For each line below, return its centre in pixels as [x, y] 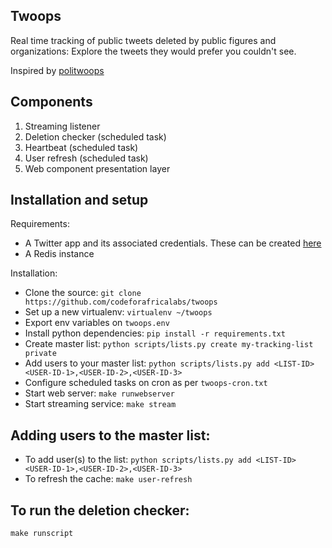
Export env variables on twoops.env [97, 323]
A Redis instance [59, 254]
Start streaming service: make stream [100, 404]
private [40, 354]
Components [51, 102]
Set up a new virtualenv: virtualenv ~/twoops [118, 312]
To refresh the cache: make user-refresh [108, 479]
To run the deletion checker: [100, 510]
